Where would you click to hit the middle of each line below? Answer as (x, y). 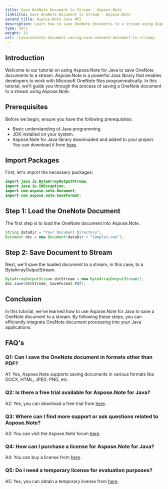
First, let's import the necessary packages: (49, 172)
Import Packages (32, 160)
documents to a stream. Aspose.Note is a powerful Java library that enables (83, 75)
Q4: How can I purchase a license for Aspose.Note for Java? (80, 446)
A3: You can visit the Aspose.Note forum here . (53, 433)
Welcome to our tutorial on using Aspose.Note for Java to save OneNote (79, 70)
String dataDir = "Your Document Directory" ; (53, 232)
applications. (18, 327)
